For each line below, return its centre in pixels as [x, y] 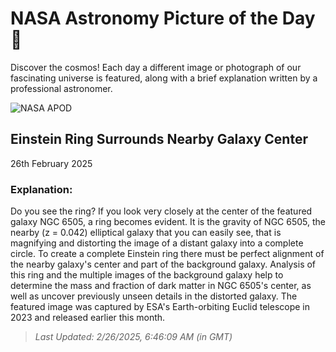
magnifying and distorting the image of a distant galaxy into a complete [157, 243]
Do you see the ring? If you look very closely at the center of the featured [161, 211]
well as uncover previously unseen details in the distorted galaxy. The [154, 296]
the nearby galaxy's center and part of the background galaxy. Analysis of [163, 264]
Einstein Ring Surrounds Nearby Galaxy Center [159, 139]
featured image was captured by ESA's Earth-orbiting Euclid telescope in [160, 307]
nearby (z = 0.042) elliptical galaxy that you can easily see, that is [146, 233]
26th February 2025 [51, 163]
